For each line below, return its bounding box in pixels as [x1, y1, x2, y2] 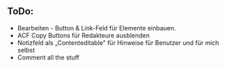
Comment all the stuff [17, 53, 80, 61]
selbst [17, 46, 35, 54]
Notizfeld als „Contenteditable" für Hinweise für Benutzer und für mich [17, 38, 220, 47]
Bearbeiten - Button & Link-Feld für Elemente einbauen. [17, 23, 176, 32]
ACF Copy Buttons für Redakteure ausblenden [17, 31, 150, 39]
